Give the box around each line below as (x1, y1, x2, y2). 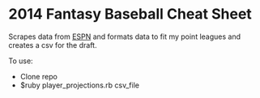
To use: (8, 56, 34, 66)
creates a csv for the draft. (8, 40, 97, 49)
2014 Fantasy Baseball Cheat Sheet (8, 5, 253, 23)
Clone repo (19, 71, 58, 81)
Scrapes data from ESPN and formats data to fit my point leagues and (8, 32, 241, 41)
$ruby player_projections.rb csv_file (19, 80, 140, 90)
